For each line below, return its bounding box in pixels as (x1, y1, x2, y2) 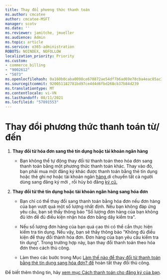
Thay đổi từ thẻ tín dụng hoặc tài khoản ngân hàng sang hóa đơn (12, 188, 148, 194)
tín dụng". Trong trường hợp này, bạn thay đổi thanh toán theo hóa (19, 240, 156, 246)
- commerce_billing (5, 63, 46, 68)
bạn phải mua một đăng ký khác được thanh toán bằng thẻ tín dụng (19, 169, 158, 175)
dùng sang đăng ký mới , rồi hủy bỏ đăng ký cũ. (19, 179, 118, 185)
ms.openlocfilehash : (5, 77, 48, 82)
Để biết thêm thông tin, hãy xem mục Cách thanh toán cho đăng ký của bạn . (5, 270, 162, 276)
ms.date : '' (5, 26, 30, 31)
